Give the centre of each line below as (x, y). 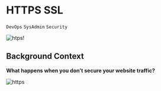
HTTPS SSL (35, 10)
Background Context (45, 56)
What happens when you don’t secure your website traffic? (81, 70)
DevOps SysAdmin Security (37, 27)
